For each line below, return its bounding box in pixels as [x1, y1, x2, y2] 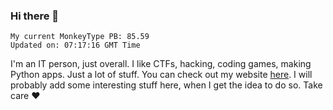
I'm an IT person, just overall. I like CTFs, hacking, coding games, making [10, 58, 312, 70]
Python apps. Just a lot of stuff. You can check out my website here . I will [10, 69, 313, 81]
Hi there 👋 [10, 9, 60, 23]
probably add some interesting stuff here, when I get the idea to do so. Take [10, 79, 323, 91]
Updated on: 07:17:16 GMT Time [10, 40, 141, 51]
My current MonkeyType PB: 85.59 [10, 32, 150, 42]
